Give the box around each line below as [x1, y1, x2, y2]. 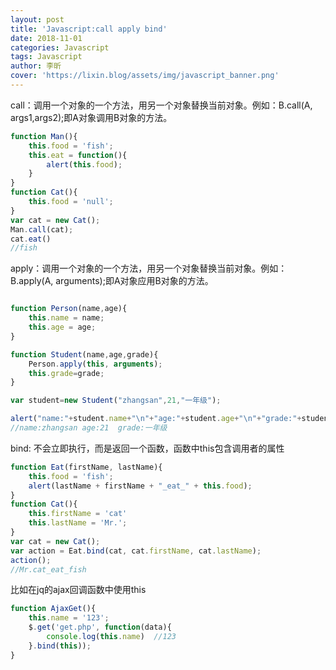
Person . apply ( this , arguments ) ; [28, 359, 163, 369]
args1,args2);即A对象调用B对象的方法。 [10, 111, 173, 123]
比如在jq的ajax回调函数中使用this [10, 584, 147, 596]
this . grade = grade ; [28, 368, 105, 378]
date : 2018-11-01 [10, 33, 83, 43]
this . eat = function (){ [28, 150, 128, 160]
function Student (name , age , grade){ [10, 349, 159, 360]
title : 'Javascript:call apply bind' [10, 24, 168, 34]
